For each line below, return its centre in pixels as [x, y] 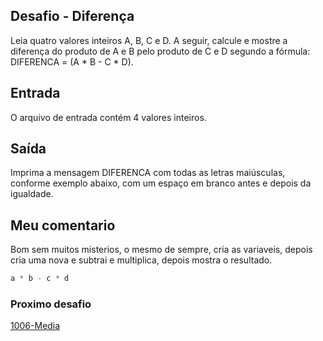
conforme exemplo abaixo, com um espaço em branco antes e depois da [161, 183]
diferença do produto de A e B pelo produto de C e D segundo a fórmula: [160, 51]
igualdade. [32, 194]
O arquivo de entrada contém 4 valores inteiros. [108, 117]
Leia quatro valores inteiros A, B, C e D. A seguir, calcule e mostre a [149, 40]
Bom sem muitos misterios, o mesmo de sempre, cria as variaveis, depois [161, 250]
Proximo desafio [51, 304]
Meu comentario [63, 225]
